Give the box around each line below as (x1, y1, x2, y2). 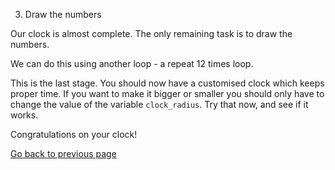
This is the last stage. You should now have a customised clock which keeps (10, 77, 325, 89)
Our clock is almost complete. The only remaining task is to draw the (10, 28, 293, 39)
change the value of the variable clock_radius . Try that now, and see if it (10, 99, 309, 110)
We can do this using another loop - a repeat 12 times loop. (10, 58, 254, 69)
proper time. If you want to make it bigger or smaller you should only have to (10, 88, 325, 99)
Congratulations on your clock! (10, 129, 138, 140)
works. (10, 109, 39, 121)
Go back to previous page (10, 148, 117, 159)
